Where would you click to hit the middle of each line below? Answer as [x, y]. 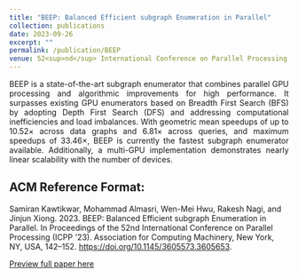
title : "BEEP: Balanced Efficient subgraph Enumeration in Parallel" [141, 17]
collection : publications [57, 26]
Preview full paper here [52, 264]
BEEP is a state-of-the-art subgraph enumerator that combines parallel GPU [149, 84]
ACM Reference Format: [77, 187]
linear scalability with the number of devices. [91, 159]
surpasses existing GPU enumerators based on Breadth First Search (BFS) [149, 103]
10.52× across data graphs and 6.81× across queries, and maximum [149, 131]
